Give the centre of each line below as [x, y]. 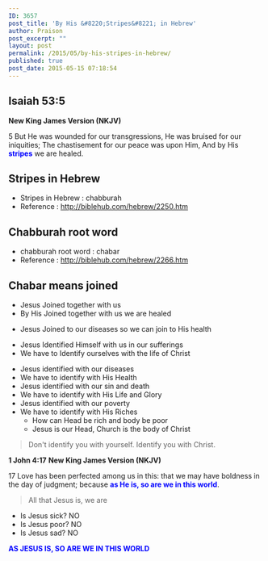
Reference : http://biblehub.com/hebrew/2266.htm [104, 260]
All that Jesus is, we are [67, 500]
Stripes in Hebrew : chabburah [71, 198]
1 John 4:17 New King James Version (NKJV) [85, 460]
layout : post [30, 46]
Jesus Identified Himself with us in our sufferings [102, 345]
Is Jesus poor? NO [51, 524]
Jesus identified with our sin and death [85, 386]
